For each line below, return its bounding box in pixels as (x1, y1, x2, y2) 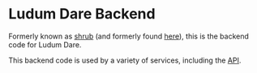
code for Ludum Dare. (8, 39, 82, 49)
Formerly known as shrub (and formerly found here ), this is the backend (8, 31, 250, 41)
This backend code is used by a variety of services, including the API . (8, 55, 242, 65)
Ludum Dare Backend (8, 5, 156, 23)
